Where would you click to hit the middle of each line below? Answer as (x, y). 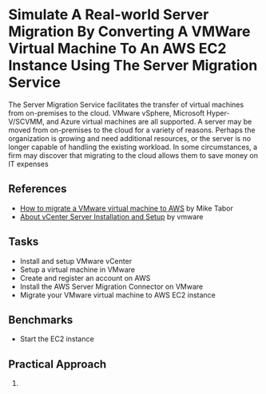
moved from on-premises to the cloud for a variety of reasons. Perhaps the (132, 130)
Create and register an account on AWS (85, 278)
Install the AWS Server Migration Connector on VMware (111, 286)
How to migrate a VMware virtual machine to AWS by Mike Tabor (127, 208)
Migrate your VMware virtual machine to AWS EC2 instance (117, 295)
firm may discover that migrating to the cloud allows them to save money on (133, 155)
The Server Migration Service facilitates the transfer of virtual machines (126, 104)
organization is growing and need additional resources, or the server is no (130, 138)
